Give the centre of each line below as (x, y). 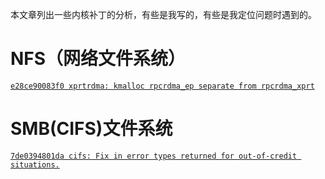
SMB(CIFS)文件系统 (91, 129)
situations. (35, 164)
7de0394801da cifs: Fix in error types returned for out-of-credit (154, 156)
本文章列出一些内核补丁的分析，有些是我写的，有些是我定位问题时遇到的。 (163, 14)
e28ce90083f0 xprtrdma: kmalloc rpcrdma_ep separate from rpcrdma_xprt (162, 86)
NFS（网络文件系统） (98, 59)
